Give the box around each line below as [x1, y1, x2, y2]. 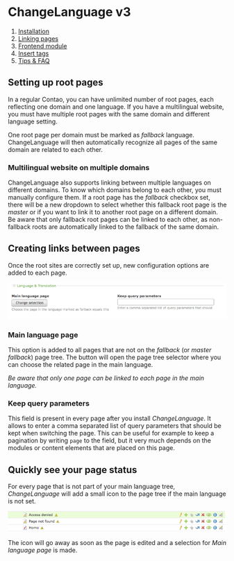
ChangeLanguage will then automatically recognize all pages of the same [8, 138, 218, 146]
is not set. [8, 497, 37, 506]
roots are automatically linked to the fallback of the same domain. [31, 223, 219, 231]
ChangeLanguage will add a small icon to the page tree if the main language [8, 490, 226, 498]
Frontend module [17, 42, 67, 50]
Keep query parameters [8, 399, 90, 408]
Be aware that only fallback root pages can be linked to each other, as [8, 216, 208, 224]
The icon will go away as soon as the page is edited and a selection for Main [8, 539, 227, 547]
